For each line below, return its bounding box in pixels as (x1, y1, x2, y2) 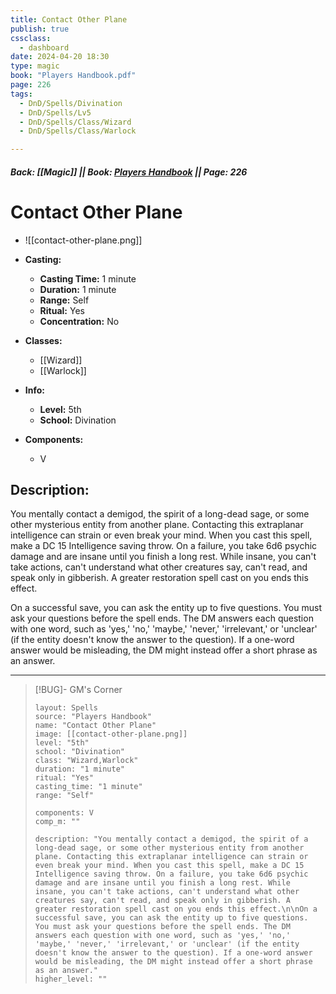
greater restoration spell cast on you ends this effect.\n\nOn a (34, 904, 318, 915)
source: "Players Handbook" (34, 712, 152, 722)
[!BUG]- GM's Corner (34, 684, 123, 696)
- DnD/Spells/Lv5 (19, 107, 92, 118)
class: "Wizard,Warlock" (34, 756, 139, 766)
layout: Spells (34, 703, 99, 713)
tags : (10, 89, 33, 99)
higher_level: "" (34, 974, 108, 985)
